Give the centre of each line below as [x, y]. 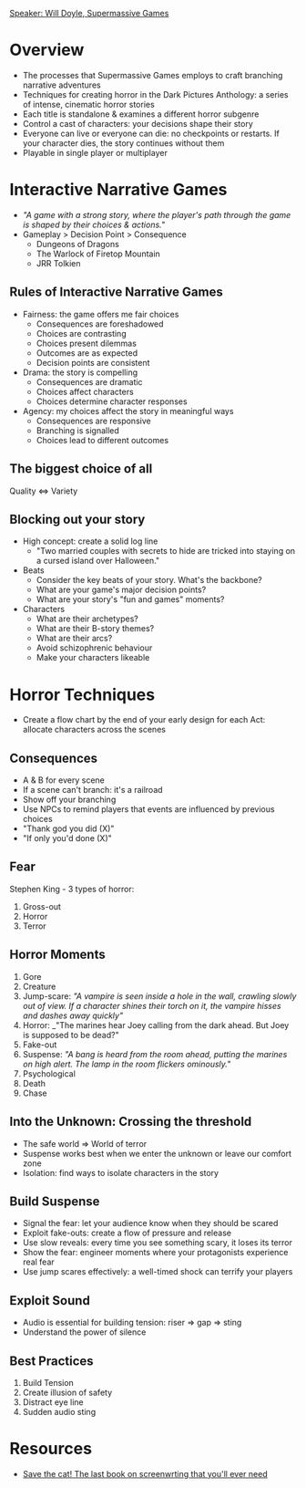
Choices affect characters [85, 391]
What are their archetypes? [87, 619]
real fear [38, 1262]
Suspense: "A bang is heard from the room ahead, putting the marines [155, 1054]
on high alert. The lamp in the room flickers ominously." [127, 1064]
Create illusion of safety [67, 1392]
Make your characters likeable [93, 658]
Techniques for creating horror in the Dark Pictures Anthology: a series [155, 94]
